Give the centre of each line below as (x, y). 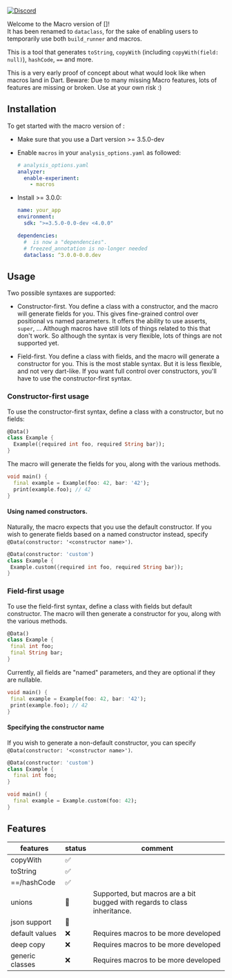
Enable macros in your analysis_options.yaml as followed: (99, 153)
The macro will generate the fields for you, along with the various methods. (114, 464)
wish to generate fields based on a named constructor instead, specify (108, 534)
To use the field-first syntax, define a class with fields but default (100, 606)
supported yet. (38, 343)
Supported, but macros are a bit (144, 893)
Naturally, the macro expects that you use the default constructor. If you (109, 527)
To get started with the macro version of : (66, 126)
